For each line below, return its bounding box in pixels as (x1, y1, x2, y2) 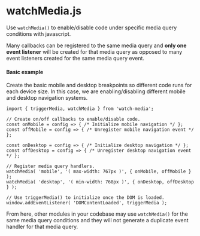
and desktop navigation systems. (6, 94, 88, 102)
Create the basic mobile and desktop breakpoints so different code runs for (6, 82, 192, 89)
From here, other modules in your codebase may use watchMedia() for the (6, 210, 189, 217)
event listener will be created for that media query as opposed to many (6, 48, 183, 55)
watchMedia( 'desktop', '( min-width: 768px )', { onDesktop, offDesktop (6, 179, 195, 185)
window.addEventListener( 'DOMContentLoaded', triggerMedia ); (6, 200, 168, 206)
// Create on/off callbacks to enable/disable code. (6, 117, 141, 122)
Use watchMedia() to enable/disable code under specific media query (6, 24, 177, 31)
